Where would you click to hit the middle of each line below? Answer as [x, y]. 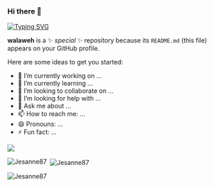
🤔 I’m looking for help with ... [59, 98]
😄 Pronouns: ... [40, 124]
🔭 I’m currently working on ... [60, 76]
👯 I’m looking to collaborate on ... [66, 91]
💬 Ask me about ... [44, 106]
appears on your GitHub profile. [53, 48]
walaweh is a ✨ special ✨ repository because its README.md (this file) [107, 40]
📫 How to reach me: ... [51, 114]
